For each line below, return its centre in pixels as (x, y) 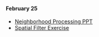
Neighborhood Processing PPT (53, 21)
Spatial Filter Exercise (42, 28)
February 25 (22, 8)
